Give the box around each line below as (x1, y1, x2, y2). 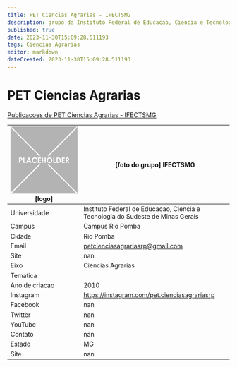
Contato (10, 330, 34, 339)
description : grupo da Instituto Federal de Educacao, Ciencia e (7, 18, 203, 26)
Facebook (10, 301, 39, 309)
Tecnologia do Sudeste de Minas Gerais (83, 212, 199, 221)
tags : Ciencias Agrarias (7, 41, 80, 49)
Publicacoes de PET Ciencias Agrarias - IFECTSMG (7, 110, 157, 119)
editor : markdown (7, 49, 59, 56)
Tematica (10, 271, 37, 279)
